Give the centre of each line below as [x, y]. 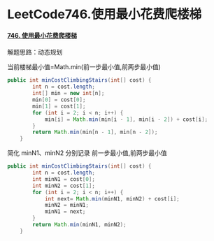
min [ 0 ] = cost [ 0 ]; [59, 100]
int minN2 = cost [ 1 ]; [64, 186]
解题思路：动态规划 [35, 52]
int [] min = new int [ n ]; [69, 94]
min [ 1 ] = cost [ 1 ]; [59, 106]
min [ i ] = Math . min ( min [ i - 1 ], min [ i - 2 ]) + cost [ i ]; [126, 119]
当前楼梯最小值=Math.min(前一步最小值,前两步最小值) [84, 67]
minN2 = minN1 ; [67, 205]
